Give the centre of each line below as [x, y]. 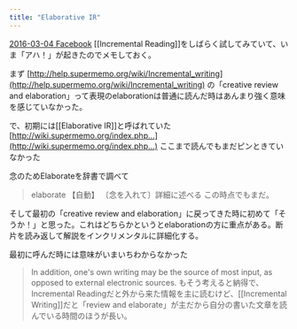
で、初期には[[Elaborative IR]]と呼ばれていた [90, 126]
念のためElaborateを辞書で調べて [69, 176]
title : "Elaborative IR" [55, 17]
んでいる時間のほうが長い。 [82, 316]
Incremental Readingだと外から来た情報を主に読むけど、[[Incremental [159, 294]
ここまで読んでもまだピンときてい [221, 146]
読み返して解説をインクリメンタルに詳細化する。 [114, 235]
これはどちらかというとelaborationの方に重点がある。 [177, 224]
